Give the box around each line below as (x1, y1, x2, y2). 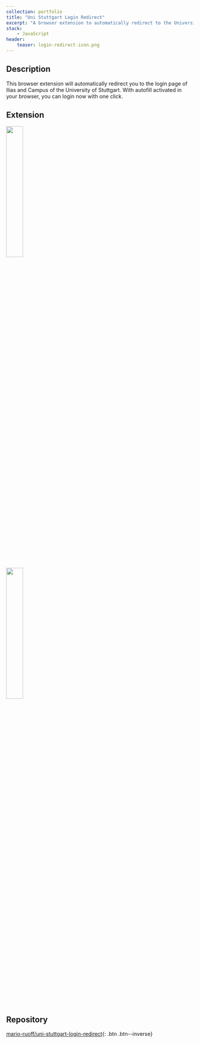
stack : (6, 25, 23, 32)
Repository (6, 1014, 48, 1025)
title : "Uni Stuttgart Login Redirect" (6, 14, 105, 20)
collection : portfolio (6, 8, 62, 15)
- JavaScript (17, 31, 49, 37)
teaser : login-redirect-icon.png (17, 42, 100, 48)
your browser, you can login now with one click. (6, 92, 123, 100)
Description (6, 64, 51, 75)
